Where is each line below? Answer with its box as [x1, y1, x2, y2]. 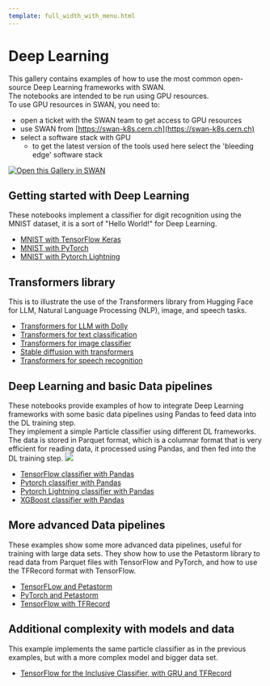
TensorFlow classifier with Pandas [19, 469, 135, 478]
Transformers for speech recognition [19, 356, 143, 366]
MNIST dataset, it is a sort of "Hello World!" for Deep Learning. [8, 219, 217, 229]
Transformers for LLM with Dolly [19, 321, 129, 331]
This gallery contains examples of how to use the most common [8, 74, 221, 84]
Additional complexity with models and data [8, 622, 235, 637]
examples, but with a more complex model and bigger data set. [8, 652, 218, 662]
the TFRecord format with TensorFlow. [8, 565, 137, 576]
